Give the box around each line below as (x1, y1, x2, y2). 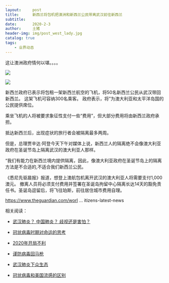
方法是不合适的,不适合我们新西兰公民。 (5, 164, 87, 170)
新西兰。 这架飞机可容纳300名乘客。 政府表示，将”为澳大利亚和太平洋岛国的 (5, 96, 164, 102)
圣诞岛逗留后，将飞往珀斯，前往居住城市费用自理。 (18, 187, 125, 193)
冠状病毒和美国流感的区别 (12, 272, 66, 278)
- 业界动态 (14, 45, 34, 50)
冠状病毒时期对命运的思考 (12, 229, 66, 235)
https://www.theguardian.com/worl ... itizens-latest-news (5, 197, 125, 203)
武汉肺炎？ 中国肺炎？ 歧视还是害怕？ (12, 218, 91, 224)
